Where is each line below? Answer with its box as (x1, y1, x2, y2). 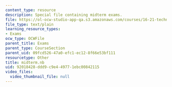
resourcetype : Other (5, 55, 50, 60)
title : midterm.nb (5, 60, 45, 65)
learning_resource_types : (5, 27, 60, 32)
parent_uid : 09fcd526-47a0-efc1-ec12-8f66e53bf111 (5, 50, 116, 55)
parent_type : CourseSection (5, 46, 66, 51)
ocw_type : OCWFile (5, 36, 45, 41)
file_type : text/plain (5, 21, 54, 27)
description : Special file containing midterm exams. (5, 12, 123, 17)
